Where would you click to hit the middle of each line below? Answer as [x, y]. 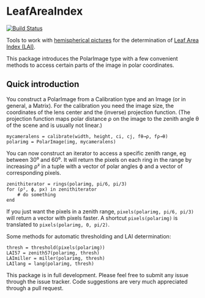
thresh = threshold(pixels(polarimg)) [56, 247]
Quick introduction [43, 84]
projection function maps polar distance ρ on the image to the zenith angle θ [103, 118]
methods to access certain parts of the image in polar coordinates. [90, 65]
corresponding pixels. [34, 172]
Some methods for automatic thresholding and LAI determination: [89, 236]
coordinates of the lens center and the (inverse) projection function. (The [99, 112]
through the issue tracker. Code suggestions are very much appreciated [97, 281]
